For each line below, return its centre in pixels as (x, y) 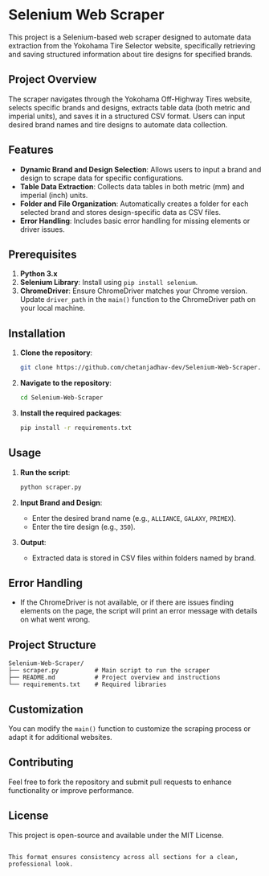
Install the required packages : (71, 413)
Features (31, 150)
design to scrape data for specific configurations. (102, 178)
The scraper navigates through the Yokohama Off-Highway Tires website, (130, 99)
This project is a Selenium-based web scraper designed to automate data (130, 37)
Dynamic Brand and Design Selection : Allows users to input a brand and (141, 169)
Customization (46, 709)
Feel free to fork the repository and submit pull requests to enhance (120, 782)
